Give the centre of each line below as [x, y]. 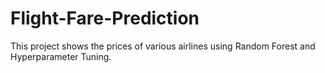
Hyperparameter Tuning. [61, 56]
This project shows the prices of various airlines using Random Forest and [163, 46]
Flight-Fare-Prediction [105, 18]
